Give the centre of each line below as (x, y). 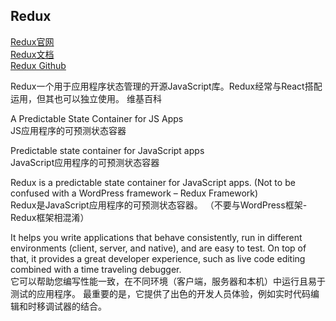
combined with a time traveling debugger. (96, 269)
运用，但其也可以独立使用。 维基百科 (86, 98)
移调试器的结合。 (71, 306)
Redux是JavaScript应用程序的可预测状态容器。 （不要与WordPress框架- (159, 205)
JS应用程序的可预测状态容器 (68, 130)
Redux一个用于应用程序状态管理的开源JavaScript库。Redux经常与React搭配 (166, 86)
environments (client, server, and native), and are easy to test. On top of (158, 248)
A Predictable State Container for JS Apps (97, 118)
